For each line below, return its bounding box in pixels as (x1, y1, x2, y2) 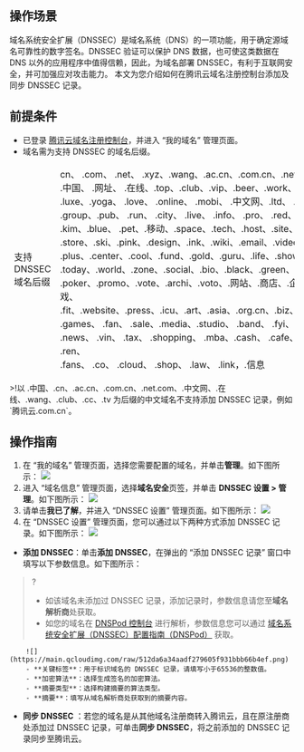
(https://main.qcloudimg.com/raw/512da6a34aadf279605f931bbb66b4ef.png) (9, 655, 290, 664)
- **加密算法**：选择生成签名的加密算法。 (25, 674, 165, 684)
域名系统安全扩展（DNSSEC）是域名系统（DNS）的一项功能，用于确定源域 (9, 34, 289, 45)
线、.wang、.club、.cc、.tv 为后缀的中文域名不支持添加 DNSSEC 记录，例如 (9, 393, 293, 405)
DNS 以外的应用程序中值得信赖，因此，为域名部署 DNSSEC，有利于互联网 (9, 57, 285, 68)
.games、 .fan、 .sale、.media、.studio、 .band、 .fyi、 (60, 317, 295, 330)
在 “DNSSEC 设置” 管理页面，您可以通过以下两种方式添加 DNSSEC (22, 516, 271, 527)
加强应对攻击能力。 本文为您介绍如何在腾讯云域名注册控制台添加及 (40, 68, 290, 79)
